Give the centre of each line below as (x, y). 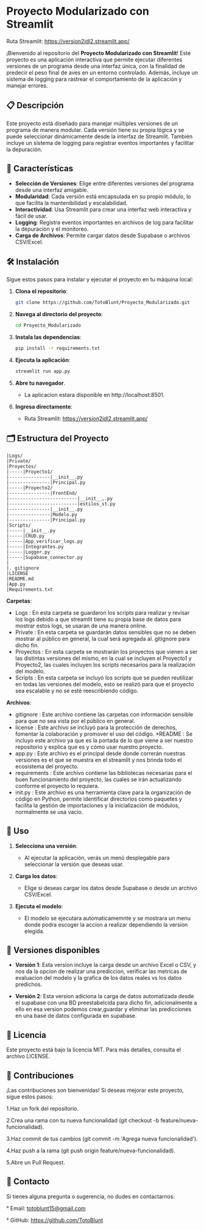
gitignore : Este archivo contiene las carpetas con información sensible (104, 714)
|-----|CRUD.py (26, 536)
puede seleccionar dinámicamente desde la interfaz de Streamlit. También (100, 136)
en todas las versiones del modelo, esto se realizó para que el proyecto (104, 684)
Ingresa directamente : (44, 406)
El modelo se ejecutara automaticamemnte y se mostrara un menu (107, 918)
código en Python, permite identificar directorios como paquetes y (99, 799)
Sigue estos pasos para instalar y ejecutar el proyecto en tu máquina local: (100, 280)
